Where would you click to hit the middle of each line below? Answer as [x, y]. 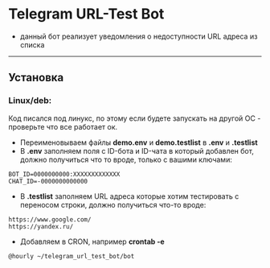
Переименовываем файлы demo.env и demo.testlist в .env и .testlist [139, 142]
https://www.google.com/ [50, 219]
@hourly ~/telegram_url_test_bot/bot [72, 256]
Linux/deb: [30, 101]
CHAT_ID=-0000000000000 [48, 181]
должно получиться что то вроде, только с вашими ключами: [126, 159]
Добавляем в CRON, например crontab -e [92, 241]
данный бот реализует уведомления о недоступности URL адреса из [139, 36]
